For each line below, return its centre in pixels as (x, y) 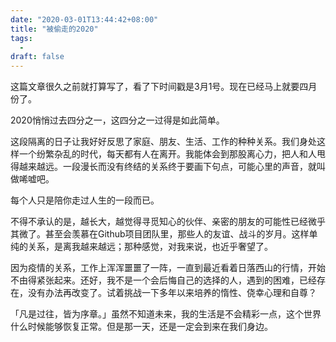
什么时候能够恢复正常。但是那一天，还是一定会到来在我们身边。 (141, 327)
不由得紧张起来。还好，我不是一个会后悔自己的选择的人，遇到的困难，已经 (163, 280)
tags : (21, 38)
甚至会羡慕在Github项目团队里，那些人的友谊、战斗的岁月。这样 (177, 234)
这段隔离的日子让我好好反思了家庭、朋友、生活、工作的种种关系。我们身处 (163, 142)
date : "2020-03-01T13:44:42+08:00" (84, 19)
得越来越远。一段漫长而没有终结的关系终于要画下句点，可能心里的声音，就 (163, 167)
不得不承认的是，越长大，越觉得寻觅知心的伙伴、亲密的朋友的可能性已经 (159, 222)
